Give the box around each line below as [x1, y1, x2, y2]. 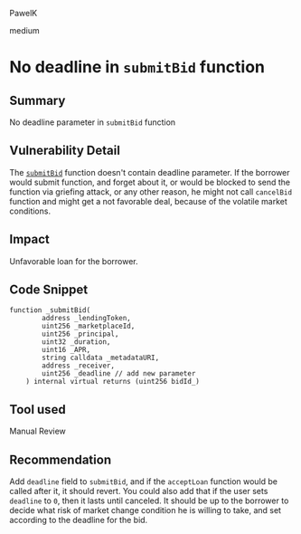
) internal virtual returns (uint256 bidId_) [25, 377, 201, 386]
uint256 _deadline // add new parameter [42, 369, 196, 378]
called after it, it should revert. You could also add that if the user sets [9, 486, 268, 497]
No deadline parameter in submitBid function [9, 117, 176, 128]
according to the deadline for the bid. [9, 515, 148, 526]
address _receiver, [42, 361, 116, 370]
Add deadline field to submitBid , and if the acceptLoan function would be [9, 476, 278, 487]
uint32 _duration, [42, 338, 111, 347]
